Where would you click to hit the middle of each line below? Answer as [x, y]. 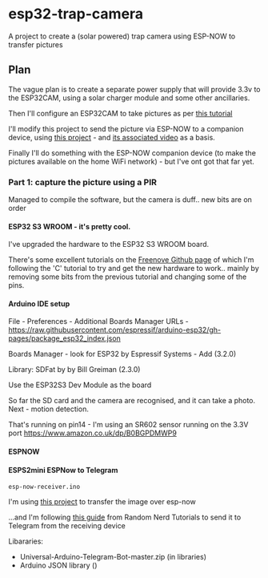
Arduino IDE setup [39, 303]
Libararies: [26, 541]
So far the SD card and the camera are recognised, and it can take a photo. [132, 401]
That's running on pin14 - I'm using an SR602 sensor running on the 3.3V [128, 425]
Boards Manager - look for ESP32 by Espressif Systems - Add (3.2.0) [122, 354]
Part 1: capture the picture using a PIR [83, 182]
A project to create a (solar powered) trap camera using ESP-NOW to [122, 36]
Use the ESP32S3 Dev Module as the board [80, 385]
